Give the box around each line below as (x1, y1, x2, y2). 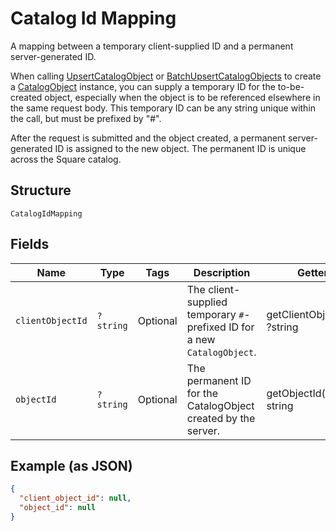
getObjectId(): (266, 386, 333, 400)
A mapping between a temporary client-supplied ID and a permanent (10, 40, 294, 52)
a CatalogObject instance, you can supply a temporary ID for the (10, 80, 276, 92)
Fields (10, 236, 50, 253)
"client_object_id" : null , (19, 493, 132, 504)
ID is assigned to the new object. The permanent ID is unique (54, 142, 307, 154)
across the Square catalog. (10, 153, 122, 165)
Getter (297, 265, 329, 279)
